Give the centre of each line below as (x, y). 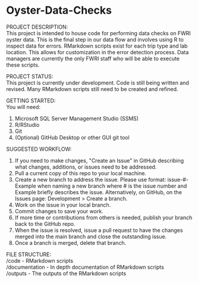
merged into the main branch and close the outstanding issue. (91, 237)
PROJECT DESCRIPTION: (37, 27)
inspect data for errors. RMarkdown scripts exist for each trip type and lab (97, 46)
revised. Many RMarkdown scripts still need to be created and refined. (92, 89)
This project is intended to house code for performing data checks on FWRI (99, 33)
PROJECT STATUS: (30, 76)
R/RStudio (27, 125)
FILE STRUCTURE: (29, 254)
